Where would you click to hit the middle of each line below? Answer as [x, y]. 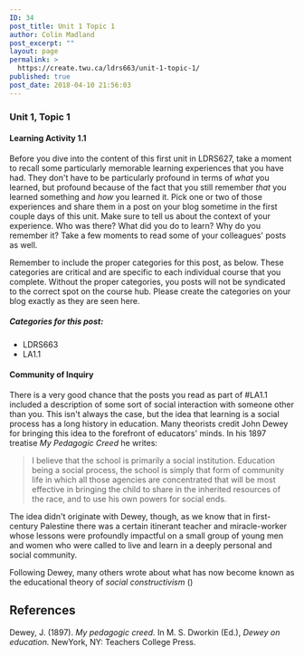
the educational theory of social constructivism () [101, 582]
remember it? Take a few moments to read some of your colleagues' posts [148, 235]
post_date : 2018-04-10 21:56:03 [70, 85]
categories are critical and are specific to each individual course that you [145, 271]
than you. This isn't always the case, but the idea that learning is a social [145, 414]
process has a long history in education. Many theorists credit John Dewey [149, 423]
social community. [43, 555]
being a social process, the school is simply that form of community [158, 470]
